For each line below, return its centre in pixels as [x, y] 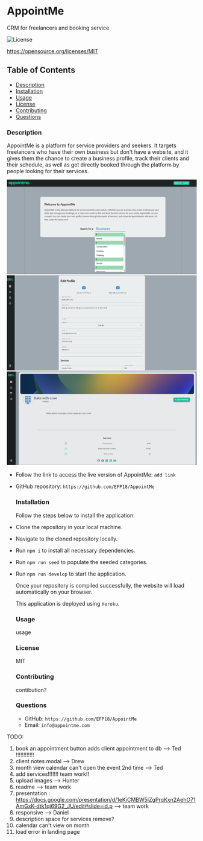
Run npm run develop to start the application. [71, 574]
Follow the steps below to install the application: [75, 515]
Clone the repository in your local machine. [69, 527]
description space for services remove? [65, 819]
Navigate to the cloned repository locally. [67, 539]
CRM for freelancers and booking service [58, 28]
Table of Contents [41, 70]
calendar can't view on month [52, 825]
